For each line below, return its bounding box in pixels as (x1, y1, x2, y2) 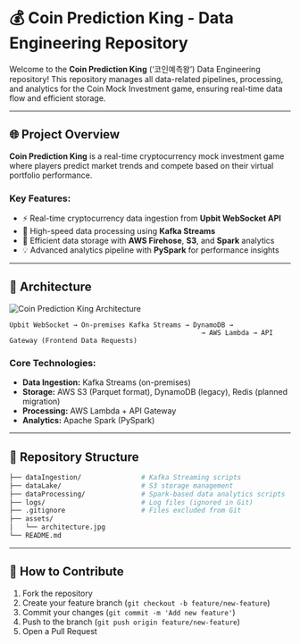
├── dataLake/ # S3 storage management (9, 481, 234, 490)
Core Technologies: (9, 356, 96, 369)
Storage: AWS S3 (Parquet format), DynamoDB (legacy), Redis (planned (21, 387, 288, 397)
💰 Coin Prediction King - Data (9, 8, 234, 29)
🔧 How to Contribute (9, 565, 125, 580)
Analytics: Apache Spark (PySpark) (21, 415, 155, 426)
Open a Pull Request (21, 625, 98, 636)
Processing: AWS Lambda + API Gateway (21, 406, 177, 416)
